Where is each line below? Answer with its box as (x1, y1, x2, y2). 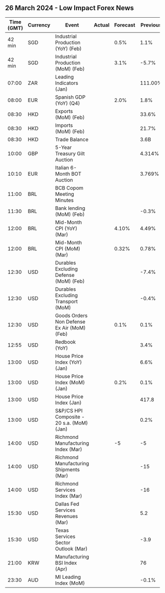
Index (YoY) (55, 358, 82, 365)
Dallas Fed (55, 500, 80, 507)
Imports (55, 122, 73, 129)
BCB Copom (55, 184, 83, 191)
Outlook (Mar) (55, 545, 87, 552)
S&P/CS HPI (55, 407, 83, 414)
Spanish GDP (55, 93, 86, 100)
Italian (55, 164, 69, 171)
